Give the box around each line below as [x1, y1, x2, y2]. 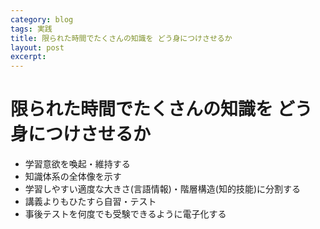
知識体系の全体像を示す [24, 171, 122, 183]
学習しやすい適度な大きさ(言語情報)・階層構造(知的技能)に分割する [24, 183, 302, 195]
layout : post [10, 42, 65, 53]
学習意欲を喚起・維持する [24, 158, 131, 170]
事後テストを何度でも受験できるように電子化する [24, 208, 227, 220]
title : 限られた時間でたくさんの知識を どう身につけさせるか [10, 33, 233, 43]
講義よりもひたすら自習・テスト [24, 196, 157, 208]
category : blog [10, 14, 74, 25]
